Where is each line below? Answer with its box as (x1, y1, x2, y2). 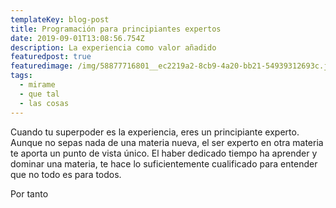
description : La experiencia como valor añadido (10, 42, 217, 53)
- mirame (19, 80, 56, 90)
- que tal (19, 89, 60, 99)
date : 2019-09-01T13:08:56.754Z (10, 33, 145, 43)
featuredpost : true (10, 52, 92, 62)
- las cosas (19, 98, 70, 108)
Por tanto (10, 187, 49, 200)
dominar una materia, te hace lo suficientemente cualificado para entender (10, 157, 318, 170)
